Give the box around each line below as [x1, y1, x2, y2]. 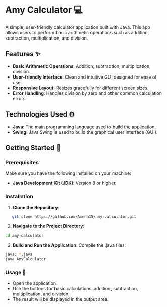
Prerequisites [5, 159, 39, 166]
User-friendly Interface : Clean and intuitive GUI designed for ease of [12, 74, 157, 80]
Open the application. [12, 280, 58, 286]
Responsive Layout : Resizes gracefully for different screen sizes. [12, 85, 149, 91]
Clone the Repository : [12, 204, 60, 210]
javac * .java [5, 252, 33, 257]
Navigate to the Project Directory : [12, 223, 85, 229]
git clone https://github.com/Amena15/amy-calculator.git [12, 214, 137, 219]
